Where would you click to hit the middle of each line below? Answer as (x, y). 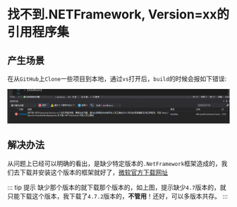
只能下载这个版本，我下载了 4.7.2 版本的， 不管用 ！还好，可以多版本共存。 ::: (117, 196)
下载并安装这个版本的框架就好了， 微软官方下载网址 (93, 172)
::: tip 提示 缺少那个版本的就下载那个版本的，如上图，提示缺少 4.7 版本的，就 (117, 187)
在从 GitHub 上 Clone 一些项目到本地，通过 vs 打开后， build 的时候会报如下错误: (117, 79)
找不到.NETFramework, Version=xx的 (118, 14)
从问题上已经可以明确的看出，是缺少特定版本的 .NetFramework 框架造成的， (115, 163)
